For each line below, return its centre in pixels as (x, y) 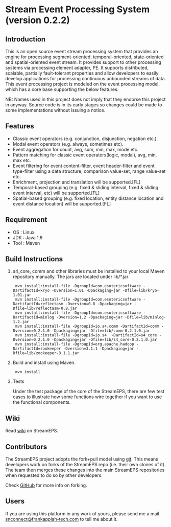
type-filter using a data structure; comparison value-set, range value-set (89, 171)
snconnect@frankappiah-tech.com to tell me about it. (62, 519)
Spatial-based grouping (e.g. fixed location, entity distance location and (88, 198)
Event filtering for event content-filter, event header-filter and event (83, 166)
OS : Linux (23, 232)
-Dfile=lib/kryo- (141, 291)
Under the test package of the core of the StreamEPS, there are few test (89, 392)
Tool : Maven (26, 243)
